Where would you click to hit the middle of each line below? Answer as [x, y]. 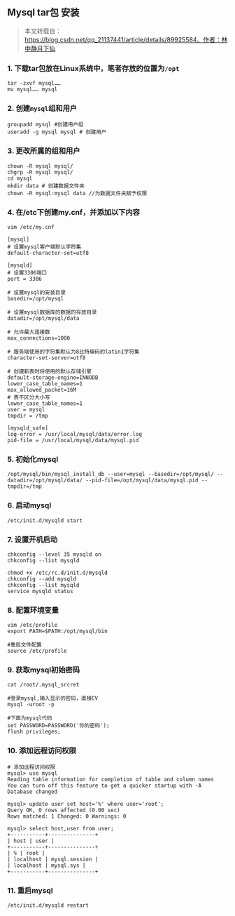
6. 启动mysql [29, 505]
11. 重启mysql [30, 890]
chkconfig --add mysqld [42, 579]
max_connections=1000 [39, 338]
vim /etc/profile [33, 625]
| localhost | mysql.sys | [47, 865]
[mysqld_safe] [28, 428]
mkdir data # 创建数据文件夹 [46, 186]
